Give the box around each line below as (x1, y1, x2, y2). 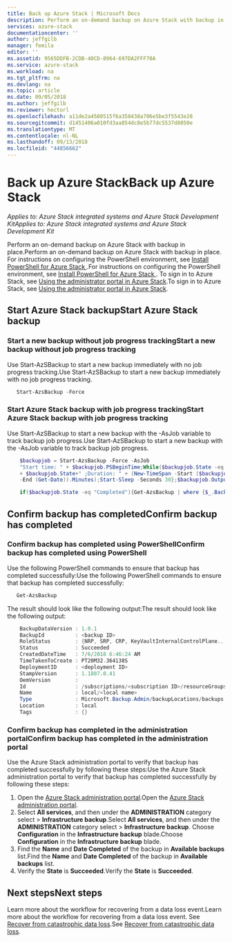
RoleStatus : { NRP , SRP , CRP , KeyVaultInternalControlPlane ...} (19, 638, 230, 645)
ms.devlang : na (7, 81, 51, 88)
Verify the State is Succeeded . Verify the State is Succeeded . (17, 867, 193, 875)
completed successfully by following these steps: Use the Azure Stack (7, 765, 206, 774)
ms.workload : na (7, 68, 54, 75)
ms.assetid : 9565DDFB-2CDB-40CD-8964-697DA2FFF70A (7, 55, 156, 62)
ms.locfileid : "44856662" (7, 145, 81, 152)
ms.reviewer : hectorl (7, 106, 70, 113)
